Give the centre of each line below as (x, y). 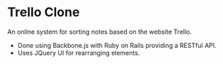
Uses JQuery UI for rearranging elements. (79, 53)
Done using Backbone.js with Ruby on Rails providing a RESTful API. (117, 45)
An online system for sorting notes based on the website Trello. (100, 32)
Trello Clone (44, 12)
